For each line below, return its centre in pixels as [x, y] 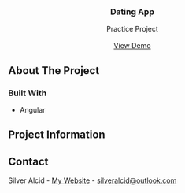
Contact [28, 161]
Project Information [57, 135]
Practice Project [132, 29]
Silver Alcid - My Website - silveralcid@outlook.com [92, 180]
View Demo [132, 46]
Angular [32, 109]
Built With [28, 93]
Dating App [132, 12]
